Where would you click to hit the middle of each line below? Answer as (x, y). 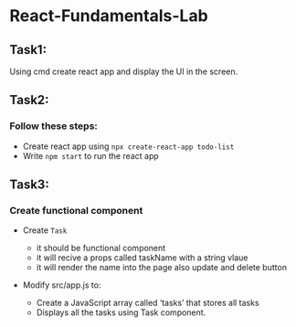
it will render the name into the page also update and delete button (162, 268)
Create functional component (76, 211)
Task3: (30, 185)
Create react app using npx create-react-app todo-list (128, 146)
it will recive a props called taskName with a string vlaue (142, 258)
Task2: (29, 100)
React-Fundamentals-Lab (109, 16)
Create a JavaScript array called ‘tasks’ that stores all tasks (148, 303)
